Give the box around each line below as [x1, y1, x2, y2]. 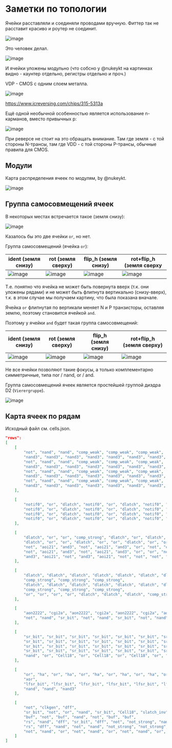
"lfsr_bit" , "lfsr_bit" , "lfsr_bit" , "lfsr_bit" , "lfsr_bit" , [24, 681, 159, 687]
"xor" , [24, 677, 38, 682]
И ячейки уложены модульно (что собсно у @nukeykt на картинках [5, 65, 153, 71]
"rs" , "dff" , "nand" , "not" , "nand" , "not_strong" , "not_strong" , [24, 724, 168, 729]
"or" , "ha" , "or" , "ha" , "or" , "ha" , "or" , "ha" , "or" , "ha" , [24, 672, 159, 677]
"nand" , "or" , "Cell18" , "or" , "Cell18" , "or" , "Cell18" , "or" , [24, 653, 164, 658]
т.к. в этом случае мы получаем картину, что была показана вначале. [5, 294, 159, 300]
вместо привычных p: [29, 116, 77, 122]
